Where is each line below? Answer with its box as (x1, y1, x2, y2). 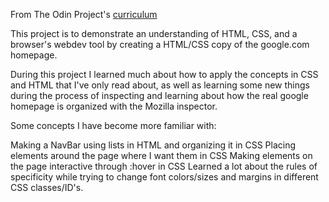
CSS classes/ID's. (10, 182, 84, 193)
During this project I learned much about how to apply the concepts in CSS (10, 69, 319, 80)
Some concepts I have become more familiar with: (10, 120, 217, 131)
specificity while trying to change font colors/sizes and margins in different (10, 171, 319, 183)
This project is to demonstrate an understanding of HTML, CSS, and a (10, 28, 298, 39)
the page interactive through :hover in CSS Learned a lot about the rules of (10, 160, 318, 172)
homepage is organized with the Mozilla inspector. (10, 100, 218, 112)
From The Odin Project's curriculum (10, 9, 158, 20)
